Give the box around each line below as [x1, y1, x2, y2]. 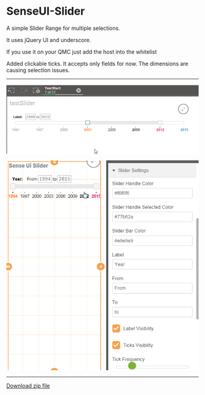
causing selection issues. [6, 66, 70, 74]
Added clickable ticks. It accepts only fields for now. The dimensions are [6, 60, 189, 67]
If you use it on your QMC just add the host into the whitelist [6, 48, 157, 56]
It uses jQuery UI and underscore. [6, 36, 92, 43]
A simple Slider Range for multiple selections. [6, 24, 120, 32]
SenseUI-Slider [6, 4, 85, 18]
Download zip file [6, 382, 51, 389]
